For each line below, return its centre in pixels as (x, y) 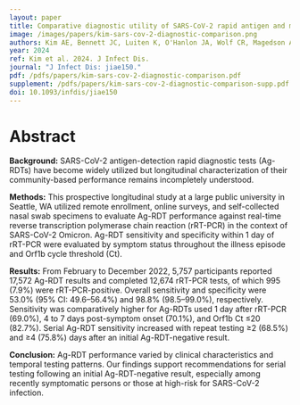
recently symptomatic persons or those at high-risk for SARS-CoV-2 (135, 384)
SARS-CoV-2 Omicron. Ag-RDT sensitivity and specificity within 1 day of (142, 235)
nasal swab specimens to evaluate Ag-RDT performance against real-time (145, 216)
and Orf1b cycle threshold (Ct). (66, 254)
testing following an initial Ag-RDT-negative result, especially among (135, 374)
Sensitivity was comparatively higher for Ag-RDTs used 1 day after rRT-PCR (148, 310)
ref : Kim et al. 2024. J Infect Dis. (79, 59)
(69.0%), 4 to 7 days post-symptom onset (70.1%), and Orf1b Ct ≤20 (135, 318)
